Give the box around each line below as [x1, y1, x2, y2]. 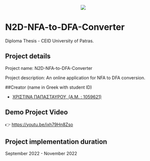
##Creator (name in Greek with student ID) [5, 84, 93, 90]
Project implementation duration [5, 137, 107, 146]
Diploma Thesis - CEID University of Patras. [5, 37, 94, 44]
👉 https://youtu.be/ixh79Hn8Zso [5, 121, 73, 128]
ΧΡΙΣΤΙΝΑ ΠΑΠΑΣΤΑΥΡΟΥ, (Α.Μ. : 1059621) [12, 94, 102, 99]
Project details [5, 52, 51, 61]
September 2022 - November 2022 [5, 151, 78, 157]
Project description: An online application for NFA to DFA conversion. [5, 74, 146, 81]
